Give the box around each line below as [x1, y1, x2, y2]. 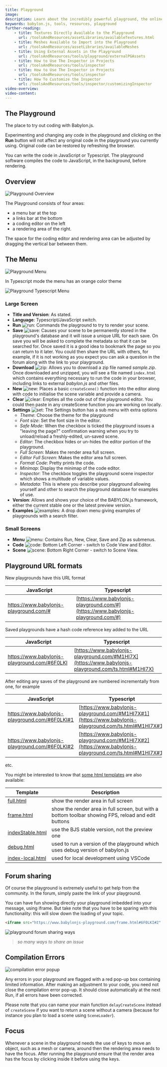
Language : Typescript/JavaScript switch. [12, 317, 97, 323]
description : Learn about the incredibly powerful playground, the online [5, 16, 164, 21]
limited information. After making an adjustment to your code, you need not [5, 981, 159, 987]
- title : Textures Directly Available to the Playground [14, 30, 135, 35]
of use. [19, 492, 34, 498]
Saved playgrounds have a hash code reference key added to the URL [5, 627, 149, 633]
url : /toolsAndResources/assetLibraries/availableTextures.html [18, 35, 155, 40]
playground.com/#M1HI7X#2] [79, 737, 150, 744]
